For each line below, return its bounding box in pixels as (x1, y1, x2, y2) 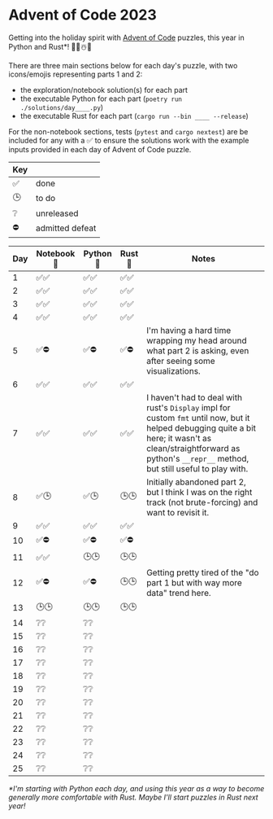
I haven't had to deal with (145, 392, 242, 403)
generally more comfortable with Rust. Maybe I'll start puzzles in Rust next (8, 792, 258, 802)
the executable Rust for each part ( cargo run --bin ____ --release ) (19, 111, 249, 120)
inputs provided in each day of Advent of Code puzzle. (8, 144, 192, 154)
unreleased (35, 208, 79, 219)
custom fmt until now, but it (145, 412, 250, 423)
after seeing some (145, 355, 215, 366)
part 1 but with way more (145, 576, 242, 588)
